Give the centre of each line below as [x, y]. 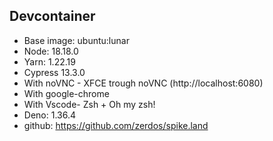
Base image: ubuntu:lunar [76, 40]
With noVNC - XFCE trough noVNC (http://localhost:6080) [143, 83]
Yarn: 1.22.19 [49, 61]
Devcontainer [52, 16]
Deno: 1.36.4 [49, 115]
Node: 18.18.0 [51, 51]
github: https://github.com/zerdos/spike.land [116, 125]
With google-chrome [66, 93]
